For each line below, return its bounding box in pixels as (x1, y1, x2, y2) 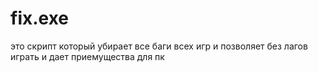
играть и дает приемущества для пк (10, 50, 165, 62)
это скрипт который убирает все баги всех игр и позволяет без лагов (10, 40, 308, 52)
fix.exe (10, 7, 70, 30)
